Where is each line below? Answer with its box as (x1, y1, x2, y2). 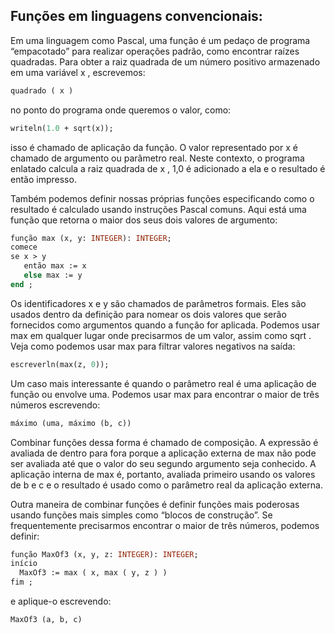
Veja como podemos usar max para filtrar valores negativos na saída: (10, 340, 296, 352)
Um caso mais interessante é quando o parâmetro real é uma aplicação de (10, 377, 317, 389)
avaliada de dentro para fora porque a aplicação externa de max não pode (10, 447, 317, 459)
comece (10, 242, 38, 253)
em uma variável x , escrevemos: (10, 66, 146, 78)
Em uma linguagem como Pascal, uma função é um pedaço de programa (10, 34, 311, 46)
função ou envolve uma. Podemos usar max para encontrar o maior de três (10, 388, 320, 400)
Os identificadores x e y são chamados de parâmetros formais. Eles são (10, 297, 307, 309)
